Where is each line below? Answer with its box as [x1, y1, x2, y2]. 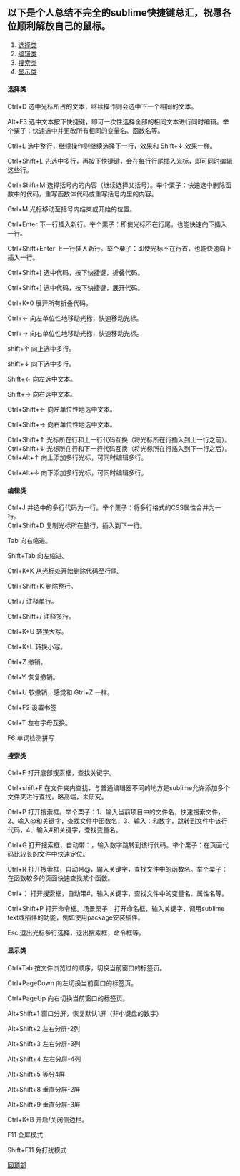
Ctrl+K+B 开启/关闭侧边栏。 [7, 1115, 89, 1124]
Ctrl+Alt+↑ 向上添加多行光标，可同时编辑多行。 [7, 453, 148, 462]
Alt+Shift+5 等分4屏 [7, 1070, 66, 1078]
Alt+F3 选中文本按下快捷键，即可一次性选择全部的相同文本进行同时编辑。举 [7, 117, 229, 126]
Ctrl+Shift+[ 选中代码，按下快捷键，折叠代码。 [7, 269, 144, 277]
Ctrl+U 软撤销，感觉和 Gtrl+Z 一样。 [7, 688, 114, 697]
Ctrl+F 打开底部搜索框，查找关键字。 [7, 769, 116, 777]
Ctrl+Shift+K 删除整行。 [7, 582, 77, 591]
